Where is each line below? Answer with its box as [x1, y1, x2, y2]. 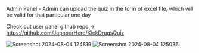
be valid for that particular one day [6, 11, 91, 18]
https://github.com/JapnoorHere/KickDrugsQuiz [6, 29, 125, 36]
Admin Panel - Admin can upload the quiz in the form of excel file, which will [6, 5, 194, 12]
